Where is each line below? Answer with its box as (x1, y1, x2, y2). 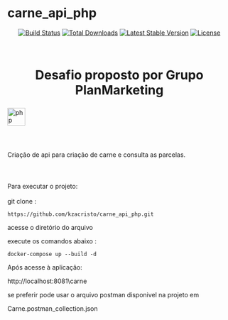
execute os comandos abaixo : (7, 236, 97, 245)
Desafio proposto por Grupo (35, 67, 204, 83)
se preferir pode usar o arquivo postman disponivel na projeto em (7, 290, 200, 299)
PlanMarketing (75, 82, 164, 99)
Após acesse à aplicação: (7, 263, 83, 271)
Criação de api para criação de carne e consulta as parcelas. (7, 150, 186, 159)
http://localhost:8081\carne (7, 277, 87, 285)
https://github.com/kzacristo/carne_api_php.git (7, 211, 154, 218)
